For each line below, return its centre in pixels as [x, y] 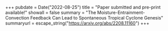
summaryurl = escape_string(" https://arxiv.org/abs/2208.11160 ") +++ [77, 23]
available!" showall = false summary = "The [51, 12]
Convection [17, 18]
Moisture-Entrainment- [121, 12]
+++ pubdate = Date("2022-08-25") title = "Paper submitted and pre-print [83, 7]
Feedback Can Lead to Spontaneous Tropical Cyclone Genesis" [97, 18]
